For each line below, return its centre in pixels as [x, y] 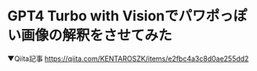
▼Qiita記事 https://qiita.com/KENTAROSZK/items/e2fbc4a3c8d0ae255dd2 [128, 59]
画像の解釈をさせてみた [97, 35]
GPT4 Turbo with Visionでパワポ [114, 16]
